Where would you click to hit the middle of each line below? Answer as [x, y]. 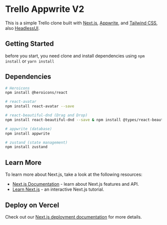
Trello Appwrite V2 [45, 9]
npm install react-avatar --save [40, 106]
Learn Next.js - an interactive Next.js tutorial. [58, 189]
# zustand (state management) [37, 143]
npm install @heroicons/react [37, 93]
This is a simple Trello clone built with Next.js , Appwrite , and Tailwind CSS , [82, 23]
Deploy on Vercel [32, 205]
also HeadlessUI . [22, 28]
